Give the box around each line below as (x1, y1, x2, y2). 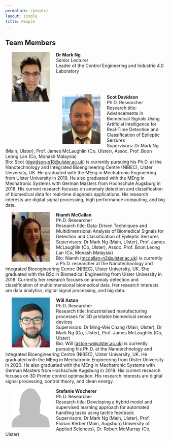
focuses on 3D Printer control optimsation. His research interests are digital (5, 373, 163, 379)
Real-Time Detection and (107, 127, 159, 133)
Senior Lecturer (56, 57, 89, 64)
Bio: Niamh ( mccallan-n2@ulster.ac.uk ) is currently (56, 255, 163, 261)
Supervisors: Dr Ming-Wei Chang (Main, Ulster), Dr (56, 324, 162, 330)
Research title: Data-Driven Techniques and (56, 223, 147, 229)
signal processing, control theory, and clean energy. (5, 378, 114, 385)
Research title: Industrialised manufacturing (56, 308, 147, 314)
